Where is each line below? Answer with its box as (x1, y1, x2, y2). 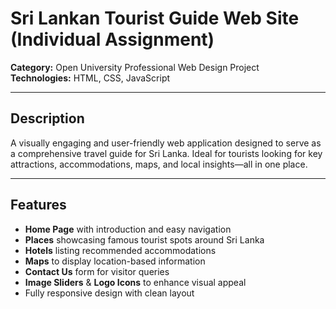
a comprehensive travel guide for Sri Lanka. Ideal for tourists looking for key (10, 147, 323, 159)
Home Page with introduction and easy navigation (24, 223, 232, 235)
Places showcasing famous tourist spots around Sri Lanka (24, 233, 265, 246)
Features (10, 197, 67, 214)
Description (10, 110, 85, 127)
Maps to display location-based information (24, 255, 206, 267)
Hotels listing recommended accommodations (24, 244, 217, 256)
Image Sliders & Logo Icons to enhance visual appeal (24, 276, 247, 288)
